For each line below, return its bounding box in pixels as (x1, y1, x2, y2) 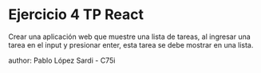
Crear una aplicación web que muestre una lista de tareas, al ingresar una (8, 32, 251, 41)
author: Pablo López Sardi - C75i (8, 56, 116, 65)
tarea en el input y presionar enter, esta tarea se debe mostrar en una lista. (8, 40, 254, 49)
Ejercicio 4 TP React (8, 6, 144, 24)
